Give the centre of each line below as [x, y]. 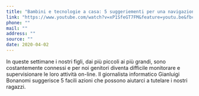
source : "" [20, 39]
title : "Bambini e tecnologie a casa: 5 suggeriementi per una [86, 12]
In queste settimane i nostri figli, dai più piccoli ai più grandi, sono [86, 61]
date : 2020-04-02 [28, 45]
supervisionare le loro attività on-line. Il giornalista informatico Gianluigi [93, 74]
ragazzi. [16, 87]
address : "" [21, 34]
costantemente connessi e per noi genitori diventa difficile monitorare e [93, 68]
